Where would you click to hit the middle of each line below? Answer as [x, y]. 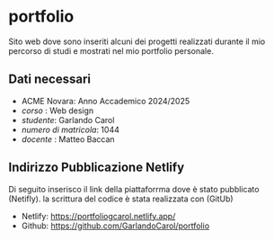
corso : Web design [57, 111]
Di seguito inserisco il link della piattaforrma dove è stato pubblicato [134, 189]
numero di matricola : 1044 [71, 129]
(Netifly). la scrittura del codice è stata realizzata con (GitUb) [121, 199]
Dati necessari [50, 80]
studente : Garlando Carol [68, 120]
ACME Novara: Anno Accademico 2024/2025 [106, 101]
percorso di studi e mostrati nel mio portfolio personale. [111, 50]
